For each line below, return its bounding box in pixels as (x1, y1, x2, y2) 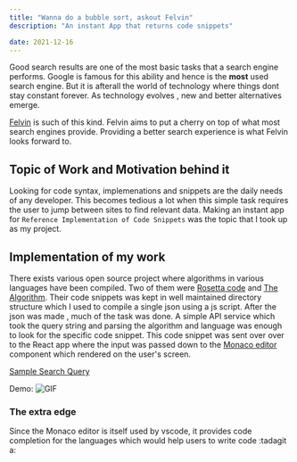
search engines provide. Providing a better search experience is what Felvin (9, 127, 288, 137)
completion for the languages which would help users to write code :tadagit (9, 435, 287, 446)
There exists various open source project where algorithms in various (9, 273, 265, 284)
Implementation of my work (9, 249, 166, 264)
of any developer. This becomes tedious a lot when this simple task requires (9, 195, 289, 206)
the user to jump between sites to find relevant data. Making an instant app (9, 204, 285, 215)
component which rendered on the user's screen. (9, 349, 192, 359)
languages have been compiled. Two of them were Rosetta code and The (9, 283, 278, 293)
